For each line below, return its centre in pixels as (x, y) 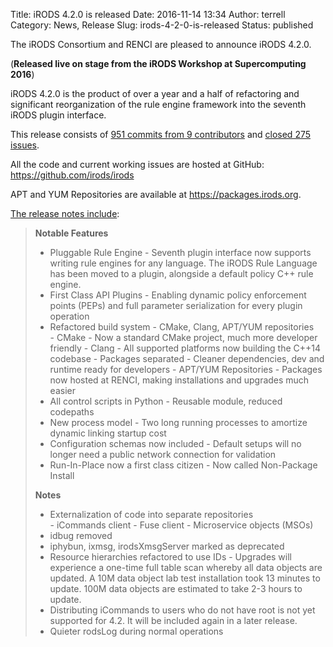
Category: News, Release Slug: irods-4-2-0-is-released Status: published (162, 25)
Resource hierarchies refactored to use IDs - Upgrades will (170, 557)
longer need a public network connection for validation (163, 454)
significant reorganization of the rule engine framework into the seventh (158, 104)
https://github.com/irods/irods (72, 175)
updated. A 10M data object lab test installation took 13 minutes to (185, 578)
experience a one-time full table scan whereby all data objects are (186, 567)
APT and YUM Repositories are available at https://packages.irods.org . (156, 194)
